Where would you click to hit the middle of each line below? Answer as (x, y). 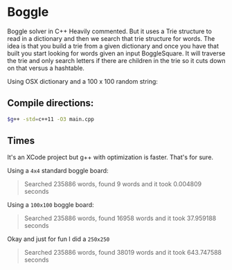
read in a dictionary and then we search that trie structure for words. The (111, 38)
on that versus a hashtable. (46, 68)
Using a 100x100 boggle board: (51, 205)
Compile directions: (51, 103)
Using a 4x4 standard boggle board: (58, 171)
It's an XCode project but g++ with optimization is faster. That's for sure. (110, 157)
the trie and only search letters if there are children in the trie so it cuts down (117, 60)
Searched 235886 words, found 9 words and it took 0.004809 (113, 184)
